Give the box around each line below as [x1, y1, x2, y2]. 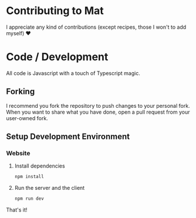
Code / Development [6, 50, 109, 64]
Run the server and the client [14, 185, 85, 192]
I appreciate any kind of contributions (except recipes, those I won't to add [6, 23, 187, 30]
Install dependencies [14, 162, 66, 169]
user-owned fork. [6, 114, 48, 121]
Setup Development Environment [6, 132, 130, 142]
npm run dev [14, 196, 44, 202]
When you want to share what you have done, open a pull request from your [6, 108, 190, 115]
